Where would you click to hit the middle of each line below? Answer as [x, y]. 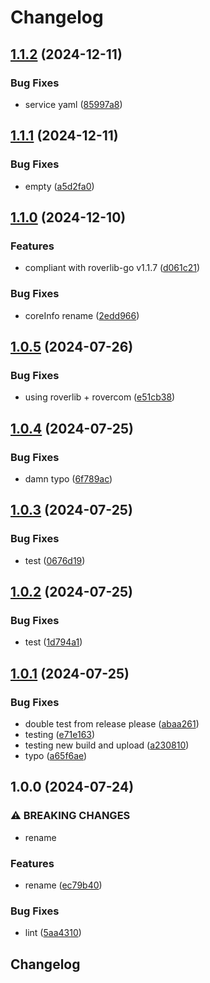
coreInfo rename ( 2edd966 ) [82, 315]
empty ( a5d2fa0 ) [59, 186]
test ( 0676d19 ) [55, 560]
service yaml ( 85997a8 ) [73, 104]
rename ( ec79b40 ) [63, 885]
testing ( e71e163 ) [60, 734]
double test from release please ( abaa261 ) [112, 723]
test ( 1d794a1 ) [53, 642]
